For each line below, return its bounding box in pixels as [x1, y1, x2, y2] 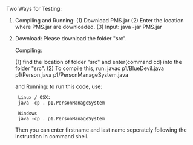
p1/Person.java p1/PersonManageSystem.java [15, 71, 129, 78]
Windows [18, 111, 38, 117]
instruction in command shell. [15, 133, 89, 140]
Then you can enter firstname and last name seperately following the [15, 126, 187, 134]
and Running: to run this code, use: [15, 83, 103, 90]
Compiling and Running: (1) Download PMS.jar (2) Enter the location [15, 17, 184, 24]
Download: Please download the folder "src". [15, 35, 127, 42]
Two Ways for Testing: [6, 5, 62, 12]
